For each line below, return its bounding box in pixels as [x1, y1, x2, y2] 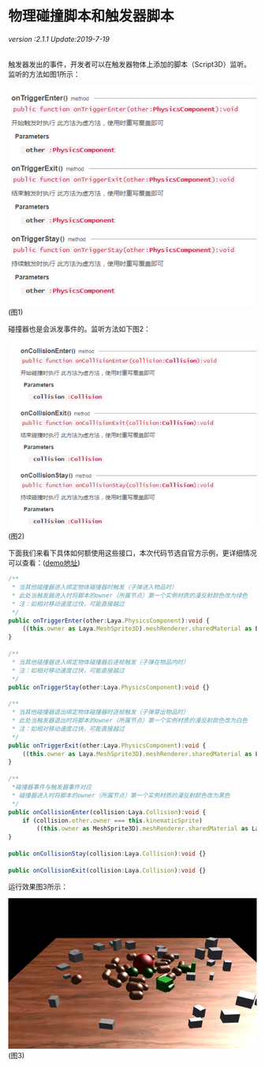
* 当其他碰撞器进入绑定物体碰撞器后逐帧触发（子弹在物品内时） [11, 658, 189, 666]
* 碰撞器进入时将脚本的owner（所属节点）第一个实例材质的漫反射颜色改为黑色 [11, 791, 230, 799]
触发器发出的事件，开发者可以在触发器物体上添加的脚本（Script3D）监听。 [8, 60, 251, 70]
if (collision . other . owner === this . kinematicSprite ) [22, 817, 203, 825]
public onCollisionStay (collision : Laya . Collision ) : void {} [8, 850, 207, 858]
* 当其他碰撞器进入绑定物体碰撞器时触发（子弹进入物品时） [11, 584, 177, 592]
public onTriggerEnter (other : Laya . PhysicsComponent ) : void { [8, 617, 211, 625]
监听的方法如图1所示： [8, 70, 80, 79]
